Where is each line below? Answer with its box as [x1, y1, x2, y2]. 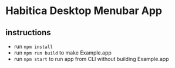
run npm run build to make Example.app [14, 49, 112, 56]
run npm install [14, 43, 53, 50]
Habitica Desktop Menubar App [5, 4, 163, 18]
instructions [5, 28, 51, 38]
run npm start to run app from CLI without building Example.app [14, 56, 169, 62]
